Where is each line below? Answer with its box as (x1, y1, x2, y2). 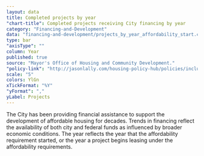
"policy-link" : (6, 65, 45, 72)
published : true (6, 54, 47, 60)
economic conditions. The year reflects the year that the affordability (6, 130, 178, 137)
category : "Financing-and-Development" (6, 26, 107, 32)
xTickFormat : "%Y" (6, 83, 53, 89)
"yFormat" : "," (6, 88, 45, 94)
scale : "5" (6, 71, 34, 77)
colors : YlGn (6, 77, 39, 83)
